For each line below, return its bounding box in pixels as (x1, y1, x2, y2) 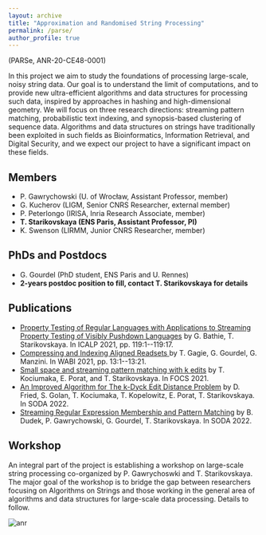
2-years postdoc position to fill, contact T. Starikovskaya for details (19, 278, 248, 288)
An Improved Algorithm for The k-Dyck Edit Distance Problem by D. (19, 382, 241, 391)
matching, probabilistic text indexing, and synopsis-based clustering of (8, 113, 241, 124)
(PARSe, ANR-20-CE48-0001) (8, 56, 106, 65)
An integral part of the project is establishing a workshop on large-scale (8, 460, 244, 470)
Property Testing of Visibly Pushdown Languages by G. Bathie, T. (19, 331, 235, 340)
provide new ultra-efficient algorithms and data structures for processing (8, 89, 248, 98)
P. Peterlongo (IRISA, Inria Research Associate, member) (19, 209, 205, 218)
